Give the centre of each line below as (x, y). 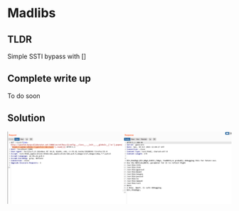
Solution (26, 118)
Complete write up (49, 79)
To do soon (24, 96)
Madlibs (32, 13)
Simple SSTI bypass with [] (47, 56)
